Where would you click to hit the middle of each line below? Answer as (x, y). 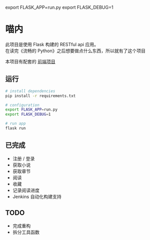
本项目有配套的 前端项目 (30, 61)
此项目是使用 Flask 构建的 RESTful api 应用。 (52, 44)
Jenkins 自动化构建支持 (37, 196)
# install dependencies (30, 91)
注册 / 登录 (24, 158)
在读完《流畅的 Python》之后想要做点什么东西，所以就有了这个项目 (76, 51)
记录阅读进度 (26, 190)
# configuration (22, 105)
